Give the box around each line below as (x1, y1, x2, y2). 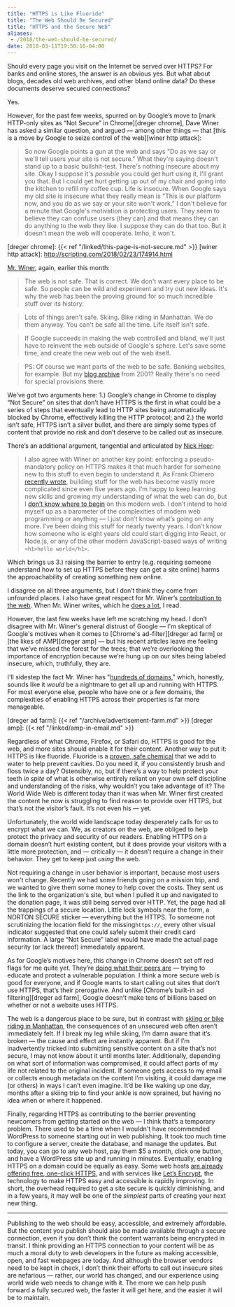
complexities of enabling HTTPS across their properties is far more (7, 695, 200, 703)
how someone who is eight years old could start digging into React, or (24, 530, 227, 537)
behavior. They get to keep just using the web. (7, 855, 141, 863)
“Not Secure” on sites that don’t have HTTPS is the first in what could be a (7, 398, 222, 407)
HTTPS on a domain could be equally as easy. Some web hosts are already (7, 1162, 224, 1170)
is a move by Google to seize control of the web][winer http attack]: (7, 134, 202, 142)
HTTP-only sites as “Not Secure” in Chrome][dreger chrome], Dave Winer (7, 119, 220, 127)
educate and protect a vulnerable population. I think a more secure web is (7, 971, 220, 980)
